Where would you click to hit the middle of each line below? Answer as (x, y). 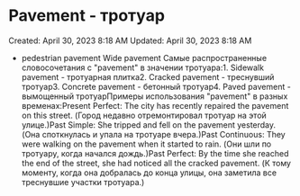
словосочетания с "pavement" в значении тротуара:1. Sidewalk (143, 67)
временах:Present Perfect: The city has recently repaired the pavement (155, 105)
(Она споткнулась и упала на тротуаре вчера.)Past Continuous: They (153, 134)
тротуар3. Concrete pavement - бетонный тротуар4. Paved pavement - (156, 86)
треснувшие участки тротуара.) (83, 182)
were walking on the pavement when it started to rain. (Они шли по (146, 144)
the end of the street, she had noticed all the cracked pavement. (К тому (156, 163)
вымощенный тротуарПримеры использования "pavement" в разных (155, 96)
